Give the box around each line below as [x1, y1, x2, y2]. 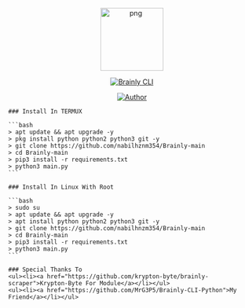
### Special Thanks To [8, 266, 82, 273]
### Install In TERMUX [8, 108, 82, 115]
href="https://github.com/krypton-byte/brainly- [46, 273, 210, 280]
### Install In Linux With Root [8, 183, 114, 191]
